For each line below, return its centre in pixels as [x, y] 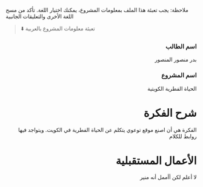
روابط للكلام [183, 136]
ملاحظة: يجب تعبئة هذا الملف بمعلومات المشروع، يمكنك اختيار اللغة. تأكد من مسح [97, 10]
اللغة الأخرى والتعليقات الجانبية [40, 16]
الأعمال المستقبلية [156, 160]
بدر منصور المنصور [176, 60]
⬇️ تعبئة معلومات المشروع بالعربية [58, 28]
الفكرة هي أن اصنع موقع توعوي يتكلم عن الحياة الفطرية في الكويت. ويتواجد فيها [108, 130]
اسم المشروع [179, 75]
